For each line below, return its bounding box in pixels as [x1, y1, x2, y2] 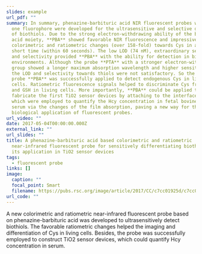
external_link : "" [6, 126, 52, 132]
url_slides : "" [6, 132, 44, 138]
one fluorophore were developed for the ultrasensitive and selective [11, 25, 192, 32]
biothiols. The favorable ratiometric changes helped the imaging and [6, 223, 176, 230]
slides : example [6, 8, 47, 15]
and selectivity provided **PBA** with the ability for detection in [11, 54, 189, 60]
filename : [11, 188, 36, 194]
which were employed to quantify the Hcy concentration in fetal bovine [11, 98, 198, 104]
